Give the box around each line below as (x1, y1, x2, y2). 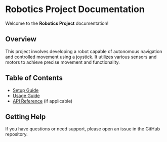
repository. (5, 131, 28, 137)
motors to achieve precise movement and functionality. (5, 59, 120, 65)
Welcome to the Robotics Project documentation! (5, 20, 109, 26)
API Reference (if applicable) (12, 98, 73, 104)
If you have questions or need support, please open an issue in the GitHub (5, 126, 160, 132)
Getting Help (5, 112, 46, 121)
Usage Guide (12, 92, 40, 99)
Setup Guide (12, 87, 39, 93)
